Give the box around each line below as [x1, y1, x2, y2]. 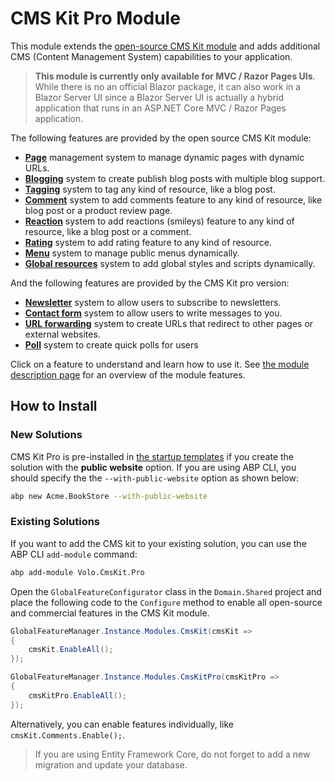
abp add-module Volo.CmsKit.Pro [10, 567, 145, 577]
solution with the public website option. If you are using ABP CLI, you [10, 461, 297, 473]
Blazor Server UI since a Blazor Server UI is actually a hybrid [34, 91, 284, 103]
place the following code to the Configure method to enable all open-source [10, 596, 323, 608]
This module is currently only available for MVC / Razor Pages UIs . [34, 70, 316, 82]
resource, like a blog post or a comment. [24, 225, 192, 237]
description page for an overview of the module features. [10, 368, 246, 381]
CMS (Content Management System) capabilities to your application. [10, 50, 293, 62]
